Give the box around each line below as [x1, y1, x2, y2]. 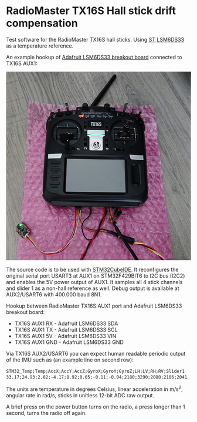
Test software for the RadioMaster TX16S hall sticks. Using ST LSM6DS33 [6, 36, 185, 43]
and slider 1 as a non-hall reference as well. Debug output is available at [6, 285, 180, 292]
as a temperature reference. [6, 42, 74, 49]
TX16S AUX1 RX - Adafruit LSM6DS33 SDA [14, 320, 118, 327]
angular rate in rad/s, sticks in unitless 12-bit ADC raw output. [6, 391, 154, 399]
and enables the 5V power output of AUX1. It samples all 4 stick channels [6, 278, 183, 285]
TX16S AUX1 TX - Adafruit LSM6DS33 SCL [14, 326, 118, 333]
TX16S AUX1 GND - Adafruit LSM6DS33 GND [14, 339, 124, 346]
